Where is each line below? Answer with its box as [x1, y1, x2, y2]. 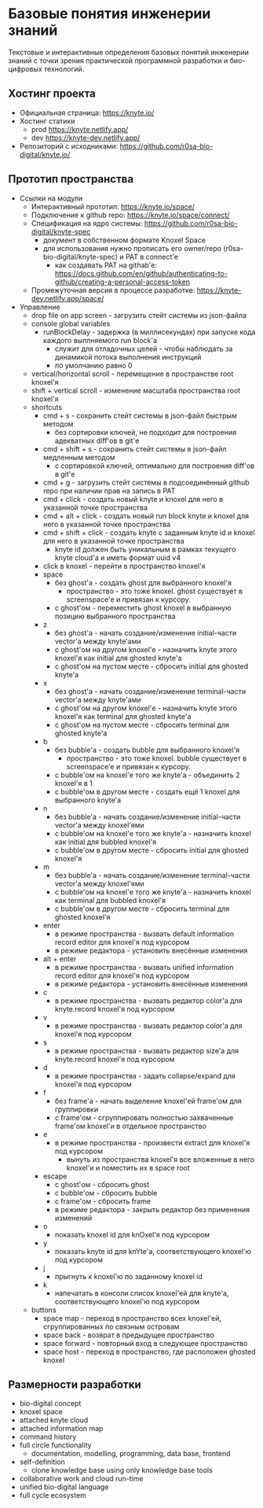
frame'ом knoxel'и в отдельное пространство [54, 1121, 206, 1130]
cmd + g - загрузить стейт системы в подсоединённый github [42, 477, 250, 487]
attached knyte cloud [19, 1415, 89, 1425]
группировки [54, 1104, 99, 1114]
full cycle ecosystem [19, 1491, 86, 1500]
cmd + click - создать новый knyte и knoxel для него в [42, 494, 224, 503]
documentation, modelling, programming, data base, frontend [31, 1449, 231, 1458]
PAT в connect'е [125, 252, 179, 261]
